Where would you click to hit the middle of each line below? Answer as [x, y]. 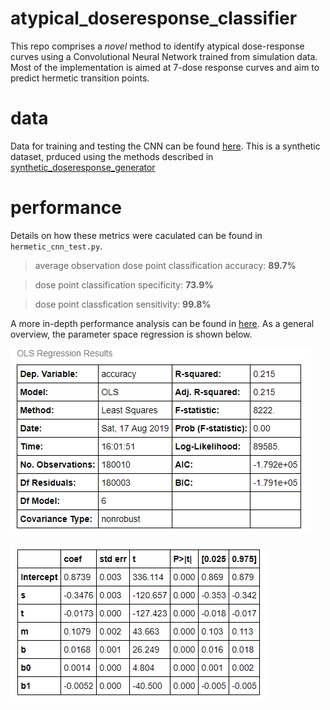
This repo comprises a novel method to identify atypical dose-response [157, 46]
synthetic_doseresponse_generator [83, 167]
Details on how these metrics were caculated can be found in [136, 235]
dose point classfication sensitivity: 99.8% [123, 304]
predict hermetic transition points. [80, 78]
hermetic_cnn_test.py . [56, 246]
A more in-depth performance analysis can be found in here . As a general [162, 323]
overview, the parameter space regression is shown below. [131, 334]
